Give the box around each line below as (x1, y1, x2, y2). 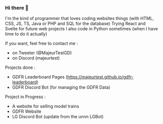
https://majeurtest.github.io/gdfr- (67, 74, 134, 80)
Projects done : (5, 64, 36, 70)
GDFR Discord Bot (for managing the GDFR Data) (12, 84, 110, 90)
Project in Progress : (5, 94, 46, 100)
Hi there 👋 (5, 4, 29, 11)
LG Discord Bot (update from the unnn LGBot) (12, 114, 104, 120)
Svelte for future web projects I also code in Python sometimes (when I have (5, 26, 158, 32)
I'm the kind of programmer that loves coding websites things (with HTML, (5, 16, 154, 21)
